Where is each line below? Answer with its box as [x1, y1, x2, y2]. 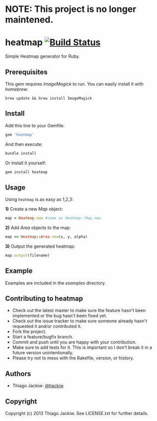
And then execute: [5, 141, 43, 147]
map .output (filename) [5, 253, 50, 258]
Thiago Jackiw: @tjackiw [12, 383, 64, 389]
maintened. [5, 14, 54, 25]
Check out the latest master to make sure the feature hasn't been [12, 308, 146, 314]
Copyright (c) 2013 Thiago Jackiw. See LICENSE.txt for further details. [5, 411, 149, 417]
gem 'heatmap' [5, 132, 35, 137]
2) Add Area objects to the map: [5, 225, 71, 231]
